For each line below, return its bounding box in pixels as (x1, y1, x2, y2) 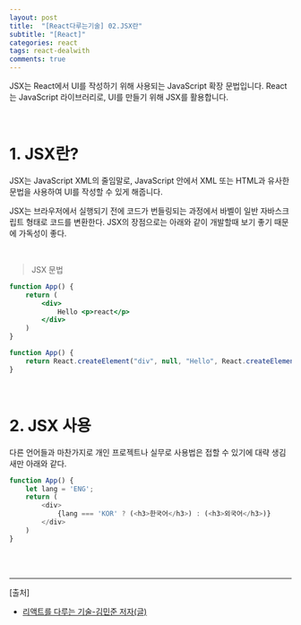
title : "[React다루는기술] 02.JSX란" (9, 22, 143, 30)
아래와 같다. (25, 458, 67, 469)
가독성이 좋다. (18, 228, 67, 239)
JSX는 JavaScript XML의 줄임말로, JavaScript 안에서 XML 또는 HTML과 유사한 (9, 175, 289, 186)
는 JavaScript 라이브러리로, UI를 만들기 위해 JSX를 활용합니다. (9, 91, 229, 102)
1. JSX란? (9, 144, 79, 164)
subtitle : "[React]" (9, 30, 87, 39)
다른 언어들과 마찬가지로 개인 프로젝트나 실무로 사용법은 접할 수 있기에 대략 (9, 447, 271, 457)
